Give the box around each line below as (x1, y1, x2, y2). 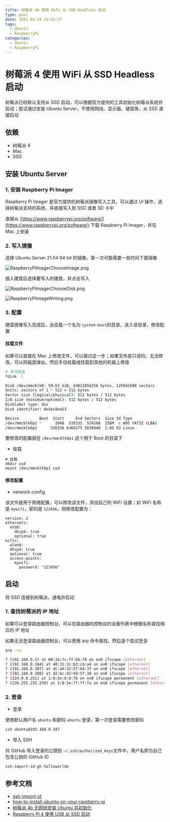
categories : (5, 36, 30, 41)
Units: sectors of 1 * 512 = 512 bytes (5, 388, 90, 393)
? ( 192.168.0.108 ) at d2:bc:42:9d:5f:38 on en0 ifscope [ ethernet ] (5, 671, 151, 676)
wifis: (5, 538, 19, 543)
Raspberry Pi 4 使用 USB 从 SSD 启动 (12, 811, 90, 817)
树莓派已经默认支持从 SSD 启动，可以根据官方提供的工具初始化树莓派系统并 (5, 99, 163, 105)
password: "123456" (18, 565, 60, 570)
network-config (12, 488, 46, 495)
